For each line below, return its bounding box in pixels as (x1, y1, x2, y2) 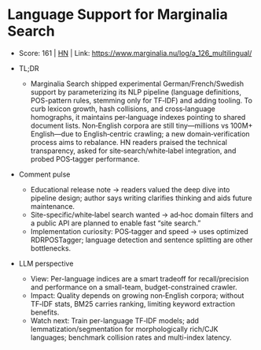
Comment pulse (18, 169, 71, 179)
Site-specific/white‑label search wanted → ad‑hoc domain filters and (30, 210, 253, 219)
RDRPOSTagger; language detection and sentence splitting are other (30, 235, 253, 244)
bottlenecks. (30, 243, 72, 253)
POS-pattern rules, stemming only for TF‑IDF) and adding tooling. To (30, 95, 253, 105)
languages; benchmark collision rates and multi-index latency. (30, 333, 232, 342)
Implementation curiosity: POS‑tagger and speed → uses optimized (30, 226, 248, 236)
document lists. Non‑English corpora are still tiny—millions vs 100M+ (30, 121, 253, 130)
